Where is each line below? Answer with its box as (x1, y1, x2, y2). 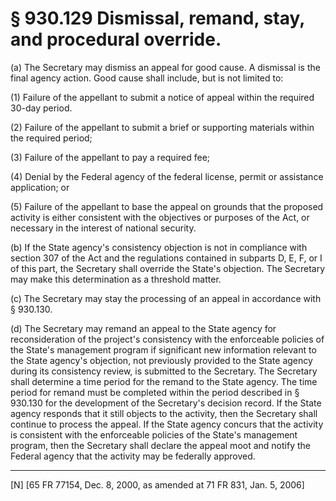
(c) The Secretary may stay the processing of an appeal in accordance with (10, 292, 322, 304)
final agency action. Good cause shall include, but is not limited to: (10, 72, 284, 84)
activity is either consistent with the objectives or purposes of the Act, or (10, 211, 310, 223)
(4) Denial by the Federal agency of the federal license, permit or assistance (10, 170, 324, 182)
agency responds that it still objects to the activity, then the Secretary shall (10, 407, 318, 419)
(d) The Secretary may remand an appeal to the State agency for (10, 322, 277, 334)
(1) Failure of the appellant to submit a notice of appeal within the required (10, 91, 315, 103)
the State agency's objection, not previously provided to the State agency (10, 354, 313, 366)
